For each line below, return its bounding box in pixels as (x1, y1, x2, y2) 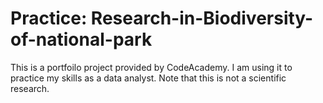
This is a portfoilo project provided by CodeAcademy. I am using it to (10, 61, 293, 73)
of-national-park (10, 28, 153, 51)
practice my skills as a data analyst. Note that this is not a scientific (10, 72, 287, 84)
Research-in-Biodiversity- (90, 7, 314, 30)
